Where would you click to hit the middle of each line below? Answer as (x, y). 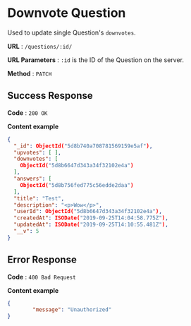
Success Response (50, 96)
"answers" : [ (33, 179)
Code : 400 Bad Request (42, 277)
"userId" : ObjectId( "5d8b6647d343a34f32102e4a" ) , (88, 212)
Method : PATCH (30, 73)
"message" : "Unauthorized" (72, 310)
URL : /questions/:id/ (40, 46)
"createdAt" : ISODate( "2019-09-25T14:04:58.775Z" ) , (91, 218)
